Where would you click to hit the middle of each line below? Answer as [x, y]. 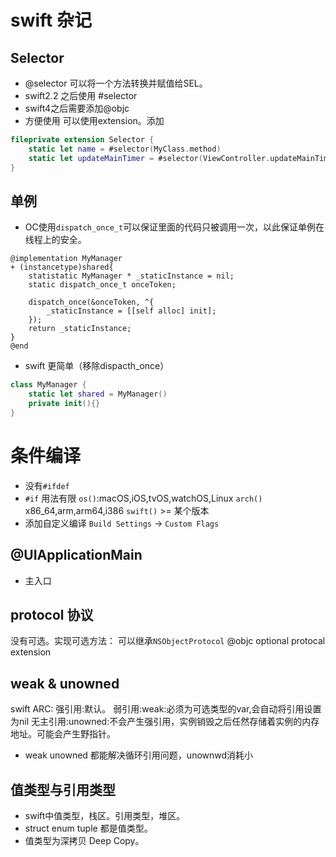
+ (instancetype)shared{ [62, 267]
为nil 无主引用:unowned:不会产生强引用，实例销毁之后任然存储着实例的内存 [165, 722]
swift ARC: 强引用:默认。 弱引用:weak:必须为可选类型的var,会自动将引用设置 [166, 709]
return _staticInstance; [80, 329]
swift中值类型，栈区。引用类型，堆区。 [105, 815]
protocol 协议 [52, 614]
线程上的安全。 [55, 240]
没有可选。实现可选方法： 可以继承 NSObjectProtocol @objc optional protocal [168, 641]
